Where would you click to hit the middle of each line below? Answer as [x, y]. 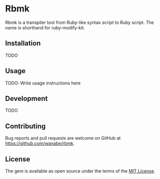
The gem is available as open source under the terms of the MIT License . [80, 171]
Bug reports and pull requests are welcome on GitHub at [63, 138]
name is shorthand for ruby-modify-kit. [45, 27]
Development [27, 98]
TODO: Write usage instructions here [43, 83]
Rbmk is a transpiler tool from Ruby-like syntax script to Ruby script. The [80, 22]
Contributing [25, 126]
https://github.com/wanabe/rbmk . [40, 143]
